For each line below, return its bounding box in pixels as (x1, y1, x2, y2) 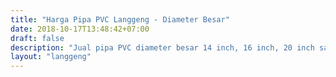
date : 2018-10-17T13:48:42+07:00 (10, 24, 150, 34)
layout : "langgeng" (10, 52, 92, 62)
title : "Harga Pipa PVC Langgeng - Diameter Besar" (10, 14, 230, 25)
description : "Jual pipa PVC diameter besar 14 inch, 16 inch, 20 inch (10, 42, 315, 53)
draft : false (10, 33, 65, 43)
